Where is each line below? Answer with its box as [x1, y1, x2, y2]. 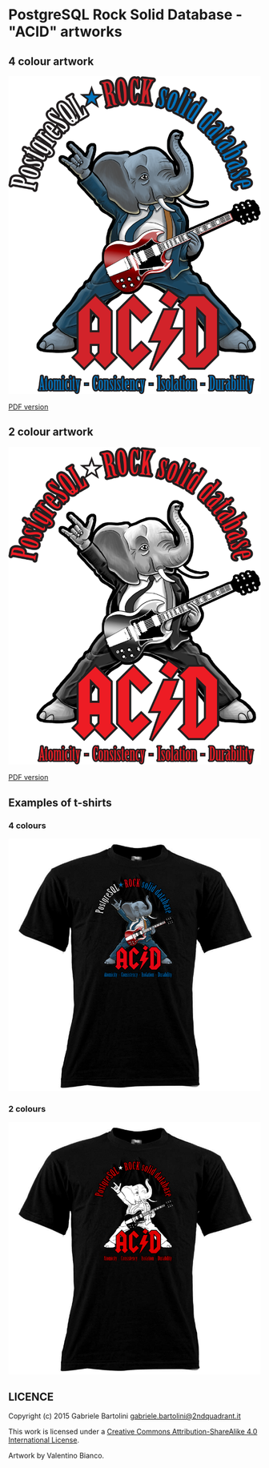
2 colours [8, 1104, 46, 1115]
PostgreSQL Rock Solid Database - [8, 6, 243, 24]
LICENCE [8, 1390, 54, 1403]
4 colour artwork [8, 54, 94, 68]
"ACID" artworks [8, 22, 122, 41]
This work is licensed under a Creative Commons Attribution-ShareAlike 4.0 [8, 1427, 258, 1437]
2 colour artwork [8, 425, 94, 439]
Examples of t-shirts [8, 795, 112, 810]
